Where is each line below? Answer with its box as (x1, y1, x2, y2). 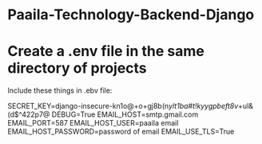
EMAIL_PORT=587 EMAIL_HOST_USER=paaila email (7, 118, 179, 128)
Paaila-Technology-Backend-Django (7, 6, 255, 24)
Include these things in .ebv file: (7, 86, 113, 95)
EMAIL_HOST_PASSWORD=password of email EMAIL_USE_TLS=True (7, 126, 235, 137)
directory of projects (7, 59, 147, 78)
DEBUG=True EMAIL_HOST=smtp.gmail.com (51, 110, 199, 119)
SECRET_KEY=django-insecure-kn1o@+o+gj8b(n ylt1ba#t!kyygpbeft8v (7, 102, 239, 111)
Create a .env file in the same (7, 42, 204, 61)
